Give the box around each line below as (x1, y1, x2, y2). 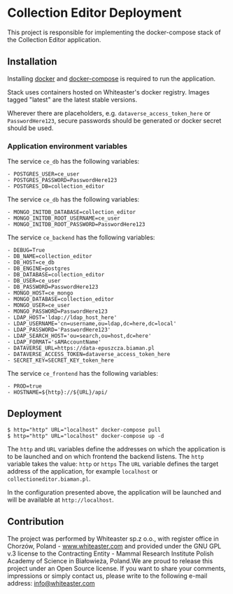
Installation (7, 56, 57, 68)
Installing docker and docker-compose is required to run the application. (7, 74, 216, 83)
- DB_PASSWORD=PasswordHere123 (7, 283, 99, 291)
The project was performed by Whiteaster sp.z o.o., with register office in (7, 534, 219, 543)
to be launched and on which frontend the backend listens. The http (7, 452, 204, 460)
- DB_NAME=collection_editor (7, 253, 92, 260)
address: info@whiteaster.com (7, 579, 96, 587)
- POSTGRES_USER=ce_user (7, 171, 80, 178)
